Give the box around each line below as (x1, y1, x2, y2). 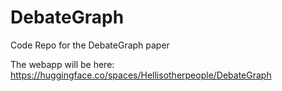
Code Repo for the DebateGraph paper (10, 39, 170, 51)
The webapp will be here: (10, 58, 115, 70)
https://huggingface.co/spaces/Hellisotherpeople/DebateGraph (10, 69, 272, 81)
